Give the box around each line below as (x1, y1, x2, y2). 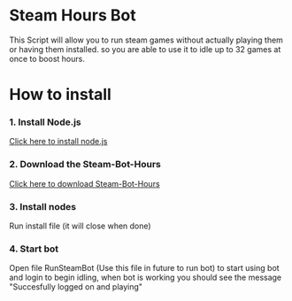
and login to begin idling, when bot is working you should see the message (9, 272, 282, 283)
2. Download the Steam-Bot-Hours (9, 158, 162, 171)
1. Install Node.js (9, 116, 81, 128)
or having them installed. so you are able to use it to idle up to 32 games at (9, 43, 281, 54)
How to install (9, 85, 112, 104)
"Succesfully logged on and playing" (9, 282, 143, 292)
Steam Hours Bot (9, 5, 136, 26)
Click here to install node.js (9, 136, 108, 147)
